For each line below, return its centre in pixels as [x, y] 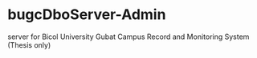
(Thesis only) [29, 44]
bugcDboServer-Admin [87, 15]
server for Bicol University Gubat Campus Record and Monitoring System [128, 37]
